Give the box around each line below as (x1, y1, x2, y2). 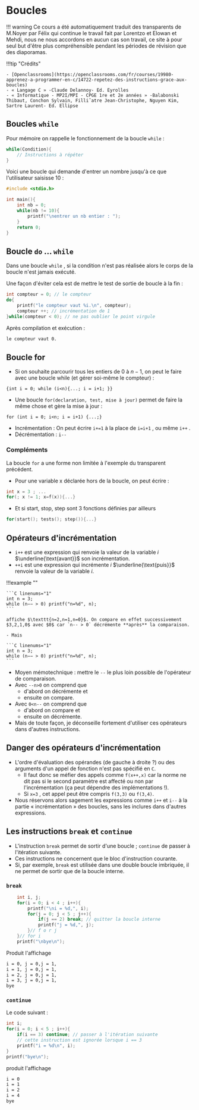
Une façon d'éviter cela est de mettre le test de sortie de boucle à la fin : (6, 280, 183, 287)
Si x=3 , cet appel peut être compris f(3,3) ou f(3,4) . (23, 790, 154, 797)
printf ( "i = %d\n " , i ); (17, 1042, 76, 1049)
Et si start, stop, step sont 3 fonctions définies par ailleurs (14, 505, 156, 512)
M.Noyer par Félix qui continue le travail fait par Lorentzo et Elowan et (6, 29, 177, 36)
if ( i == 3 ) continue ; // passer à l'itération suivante (17, 1031, 159, 1038)
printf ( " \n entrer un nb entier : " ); (27, 213, 121, 219)
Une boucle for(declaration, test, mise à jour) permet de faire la (14, 396, 183, 403)
